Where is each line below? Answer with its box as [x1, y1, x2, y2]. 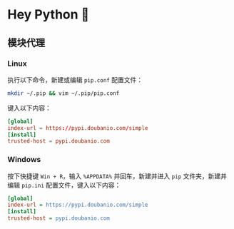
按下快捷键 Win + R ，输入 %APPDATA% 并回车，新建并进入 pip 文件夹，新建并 [7, 171, 227, 180]
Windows [7, 155, 41, 165]
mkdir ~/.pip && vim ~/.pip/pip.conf [7, 89, 120, 97]
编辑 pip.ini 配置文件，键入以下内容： [7, 180, 121, 189]
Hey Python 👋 [7, 6, 90, 23]
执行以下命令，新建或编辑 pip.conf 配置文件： [7, 75, 143, 84]
